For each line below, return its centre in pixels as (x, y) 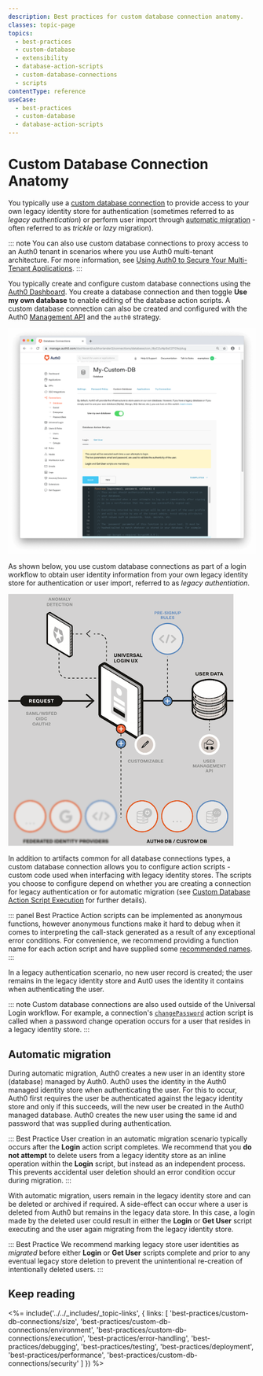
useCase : (22, 100)
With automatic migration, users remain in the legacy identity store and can (130, 1195)
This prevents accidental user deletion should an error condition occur (122, 1171)
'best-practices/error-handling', (139, 1338)
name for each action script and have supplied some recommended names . (130, 949)
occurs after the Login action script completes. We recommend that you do (130, 1147)
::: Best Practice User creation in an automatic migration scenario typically (128, 1138)
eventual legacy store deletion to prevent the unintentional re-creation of (126, 1261)
